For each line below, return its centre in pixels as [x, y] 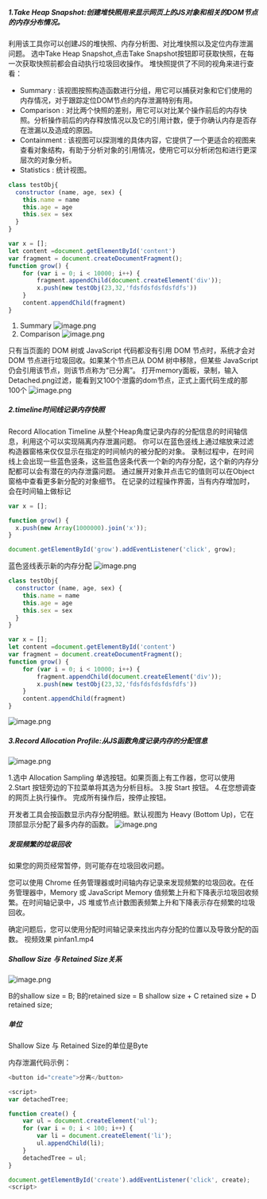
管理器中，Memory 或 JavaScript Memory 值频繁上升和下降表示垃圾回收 [133, 892]
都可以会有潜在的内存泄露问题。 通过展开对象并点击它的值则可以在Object [135, 471]
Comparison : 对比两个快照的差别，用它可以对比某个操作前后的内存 [130, 110]
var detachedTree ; [39, 1099]
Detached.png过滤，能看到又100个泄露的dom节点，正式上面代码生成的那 [128, 380]
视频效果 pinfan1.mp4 [59, 939]
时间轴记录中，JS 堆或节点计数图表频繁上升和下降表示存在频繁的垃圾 [142, 902]
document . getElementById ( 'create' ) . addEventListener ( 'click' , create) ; [129, 1180]
